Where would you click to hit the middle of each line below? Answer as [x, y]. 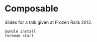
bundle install [20, 31]
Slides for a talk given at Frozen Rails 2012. [48, 22]
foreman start [19, 36]
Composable [32, 9]
